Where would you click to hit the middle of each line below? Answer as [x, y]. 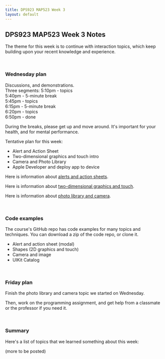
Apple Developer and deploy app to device [56, 167]
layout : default [22, 14]
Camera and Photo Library [39, 162]
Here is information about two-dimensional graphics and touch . [70, 186]
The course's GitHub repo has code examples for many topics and [73, 229]
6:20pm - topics [22, 111]
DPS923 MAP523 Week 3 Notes [55, 35]
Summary [17, 331]
